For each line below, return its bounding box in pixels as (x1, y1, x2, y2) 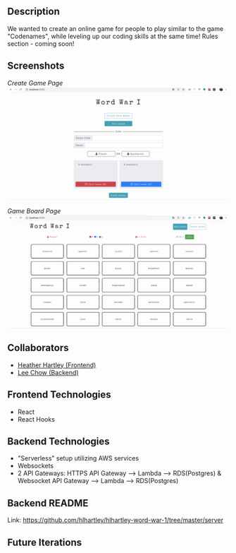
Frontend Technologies (7, 388, 111, 401)
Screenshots (7, 60, 65, 72)
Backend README (7, 497, 89, 509)
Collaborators (7, 342, 69, 354)
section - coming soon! (7, 39, 75, 48)
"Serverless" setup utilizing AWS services (17, 454, 139, 463)
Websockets (17, 462, 54, 470)
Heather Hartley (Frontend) (17, 360, 97, 369)
